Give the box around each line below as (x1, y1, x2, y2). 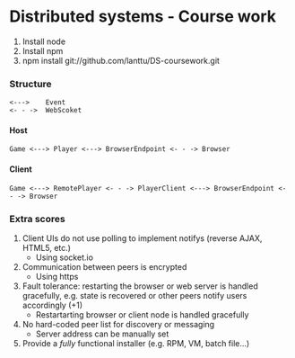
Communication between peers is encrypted (22, 261, 187, 272)
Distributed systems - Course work (9, 6, 276, 27)
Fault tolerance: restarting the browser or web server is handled (22, 281, 258, 291)
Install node (22, 36, 65, 47)
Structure (9, 77, 52, 90)
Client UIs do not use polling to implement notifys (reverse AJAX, (22, 232, 263, 244)
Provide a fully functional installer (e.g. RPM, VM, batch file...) (22, 337, 250, 348)
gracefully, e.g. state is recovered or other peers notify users (22, 290, 247, 300)
